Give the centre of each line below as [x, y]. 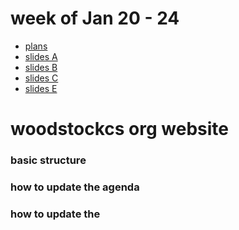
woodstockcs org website [120, 129]
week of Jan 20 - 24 [95, 18]
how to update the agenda [75, 187]
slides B [41, 67]
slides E [41, 88]
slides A [41, 56]
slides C [41, 78]
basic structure [48, 160]
